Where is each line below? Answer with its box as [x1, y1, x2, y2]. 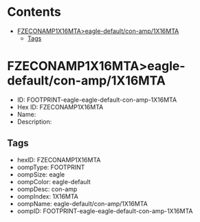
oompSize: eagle [16, 170, 65, 179]
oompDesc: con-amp [16, 185, 78, 193]
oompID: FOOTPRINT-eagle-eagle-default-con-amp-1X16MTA [16, 207, 193, 215]
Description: [16, 118, 52, 126]
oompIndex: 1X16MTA [16, 192, 79, 200]
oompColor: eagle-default [16, 177, 91, 186]
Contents [7, 4, 62, 20]
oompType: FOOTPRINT [16, 163, 85, 171]
